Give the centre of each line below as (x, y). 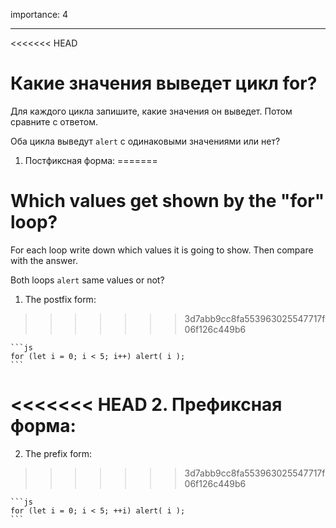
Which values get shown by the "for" (167, 201)
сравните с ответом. (54, 121)
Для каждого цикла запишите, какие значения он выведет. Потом (151, 111)
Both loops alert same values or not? (87, 280)
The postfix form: (60, 299)
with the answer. (44, 260)
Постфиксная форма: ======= (91, 160)
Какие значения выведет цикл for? (164, 83)
